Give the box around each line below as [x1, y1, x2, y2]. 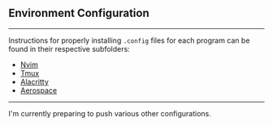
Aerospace [19, 85, 58, 95]
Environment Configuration [8, 6, 149, 20]
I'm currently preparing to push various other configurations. [8, 108, 211, 118]
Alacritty [19, 77, 49, 86]
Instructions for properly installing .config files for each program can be [8, 36, 250, 45]
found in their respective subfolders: [8, 44, 130, 53]
